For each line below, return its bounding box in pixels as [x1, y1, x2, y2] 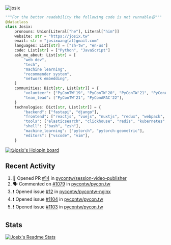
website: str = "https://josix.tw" [14, 34, 90, 39]
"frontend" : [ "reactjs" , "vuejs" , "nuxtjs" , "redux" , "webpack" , [23, 114, 165, 119]
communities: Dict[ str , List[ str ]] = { [14, 86, 99, 91]
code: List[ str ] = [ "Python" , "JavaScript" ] [14, 48, 110, 53]
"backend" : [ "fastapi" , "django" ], [23, 110, 99, 115]
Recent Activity [5, 162, 55, 171]
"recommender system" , [23, 71, 72, 76]
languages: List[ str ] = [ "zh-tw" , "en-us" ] [14, 43, 108, 48]
